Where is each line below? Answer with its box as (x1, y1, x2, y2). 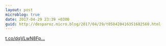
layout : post (5, 7, 33, 13)
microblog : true (5, 12, 40, 17)
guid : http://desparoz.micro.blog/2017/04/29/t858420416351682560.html (5, 21, 161, 27)
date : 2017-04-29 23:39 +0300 (5, 17, 70, 22)
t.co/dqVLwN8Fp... (5, 35, 45, 41)
